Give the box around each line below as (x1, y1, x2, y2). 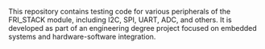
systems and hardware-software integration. (8, 32, 156, 41)
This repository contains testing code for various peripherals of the (8, 7, 231, 16)
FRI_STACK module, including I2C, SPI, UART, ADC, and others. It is (8, 15, 232, 24)
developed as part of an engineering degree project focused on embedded (8, 24, 258, 32)
